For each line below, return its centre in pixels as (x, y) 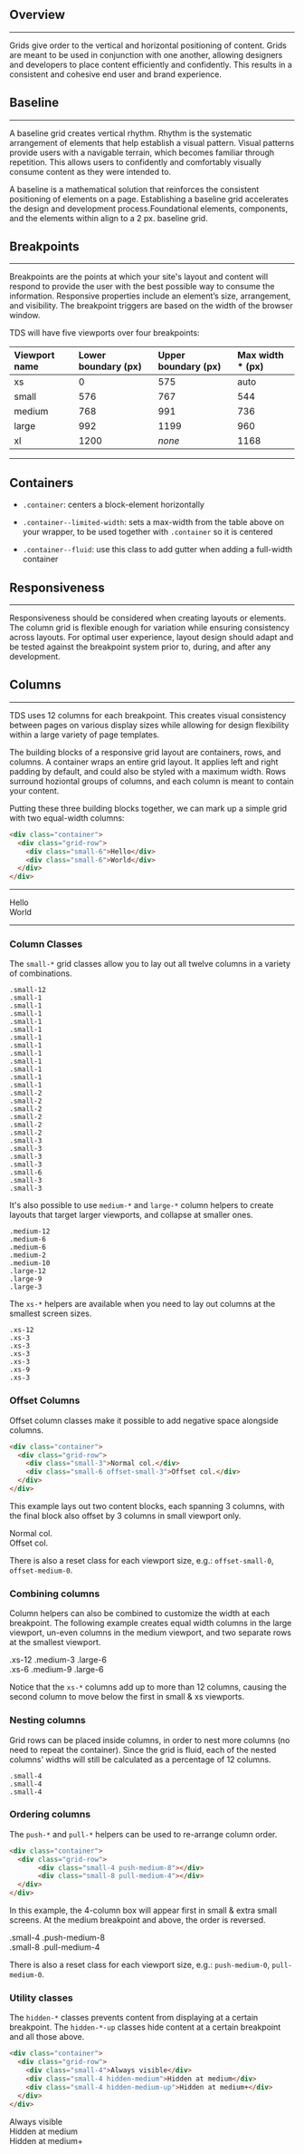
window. (25, 316)
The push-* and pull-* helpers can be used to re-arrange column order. (143, 1834)
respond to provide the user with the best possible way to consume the (142, 287)
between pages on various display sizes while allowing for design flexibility (149, 725)
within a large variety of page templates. (85, 735)
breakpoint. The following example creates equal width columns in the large (151, 1623)
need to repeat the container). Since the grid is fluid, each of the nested (143, 1750)
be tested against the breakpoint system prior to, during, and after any (140, 647)
